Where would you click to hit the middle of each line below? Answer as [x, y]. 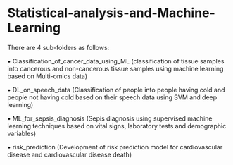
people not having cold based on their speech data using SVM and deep [112, 97]
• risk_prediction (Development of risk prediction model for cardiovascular [115, 147]
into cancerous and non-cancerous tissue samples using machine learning [115, 68]
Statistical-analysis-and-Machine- [112, 13]
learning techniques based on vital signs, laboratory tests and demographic [117, 126]
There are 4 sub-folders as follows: [58, 47]
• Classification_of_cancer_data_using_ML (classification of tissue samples [116, 61]
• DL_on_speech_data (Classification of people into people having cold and [116, 90]
